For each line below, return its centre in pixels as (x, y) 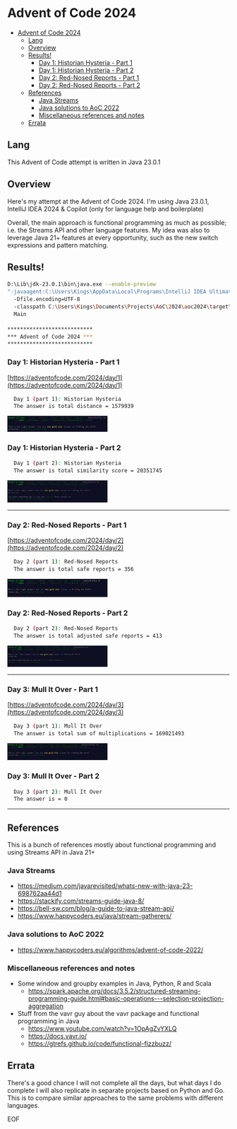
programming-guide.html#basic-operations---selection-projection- (126, 999)
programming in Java (48, 1021)
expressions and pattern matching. (58, 245)
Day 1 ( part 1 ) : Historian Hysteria (67, 399)
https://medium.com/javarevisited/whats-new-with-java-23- (105, 886)
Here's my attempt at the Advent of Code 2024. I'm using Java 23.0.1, (108, 201)
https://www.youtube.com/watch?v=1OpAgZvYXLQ (103, 1029)
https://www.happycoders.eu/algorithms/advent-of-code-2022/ (110, 949)
